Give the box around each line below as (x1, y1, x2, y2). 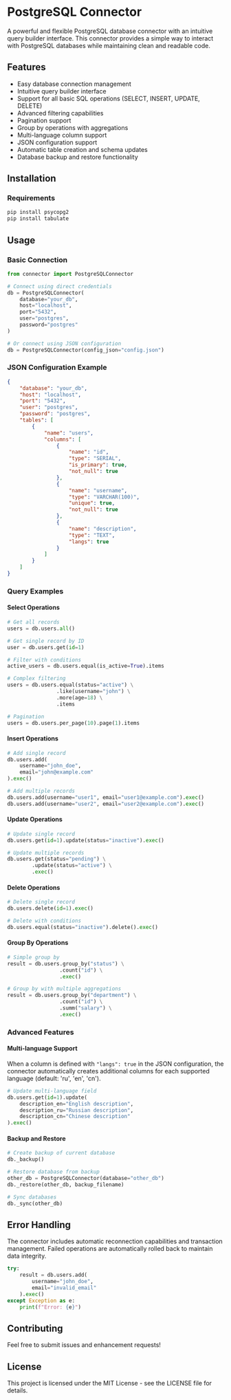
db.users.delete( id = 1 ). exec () (7, 905, 94, 912)
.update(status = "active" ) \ (32, 862, 112, 869)
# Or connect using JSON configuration (7, 340, 122, 347)
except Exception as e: (7, 1297, 76, 1304)
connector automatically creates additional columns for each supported (7, 1067, 210, 1075)
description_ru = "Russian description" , (19, 1106, 134, 1114)
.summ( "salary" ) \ (59, 1005, 112, 1011)
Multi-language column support (16, 131, 107, 139)
